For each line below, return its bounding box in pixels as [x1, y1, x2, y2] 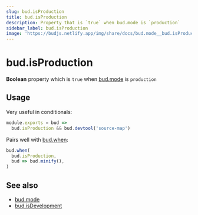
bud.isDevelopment [14, 202, 62, 209]
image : [6, 31, 22, 37]
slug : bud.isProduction [6, 8, 65, 15]
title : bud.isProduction [6, 14, 67, 20]
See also [6, 180, 38, 190]
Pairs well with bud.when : [6, 136, 69, 143]
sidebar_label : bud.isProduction [6, 25, 88, 31]
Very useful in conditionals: [6, 108, 72, 115]
